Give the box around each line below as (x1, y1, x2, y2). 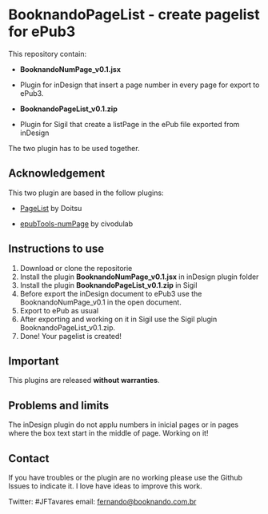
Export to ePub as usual (19, 305, 98, 315)
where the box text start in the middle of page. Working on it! (8, 428, 209, 438)
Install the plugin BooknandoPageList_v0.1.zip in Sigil (19, 280, 198, 289)
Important (8, 354, 59, 368)
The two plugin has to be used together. (8, 143, 140, 153)
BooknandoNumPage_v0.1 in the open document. (19, 297, 182, 307)
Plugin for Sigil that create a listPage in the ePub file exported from (19, 119, 240, 129)
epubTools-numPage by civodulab (19, 218, 134, 229)
